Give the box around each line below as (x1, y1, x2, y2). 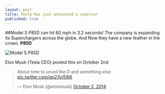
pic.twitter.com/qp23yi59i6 (17, 74, 72, 80)
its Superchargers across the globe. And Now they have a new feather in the (5, 35, 160, 41)
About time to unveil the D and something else (17, 69, 111, 75)
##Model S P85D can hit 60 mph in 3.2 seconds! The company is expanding (5, 30, 160, 36)
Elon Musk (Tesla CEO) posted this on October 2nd (5, 60, 109, 65)
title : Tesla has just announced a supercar (5, 12, 98, 17)
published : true (5, 16, 38, 21)
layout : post (5, 7, 32, 12)
